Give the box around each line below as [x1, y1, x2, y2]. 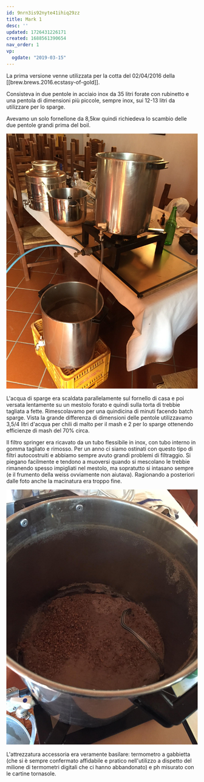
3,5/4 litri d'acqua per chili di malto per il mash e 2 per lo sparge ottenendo [6, 420, 194, 427]
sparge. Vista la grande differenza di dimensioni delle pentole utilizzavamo [6, 413, 192, 421]
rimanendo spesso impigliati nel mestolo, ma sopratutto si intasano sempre [6, 464, 194, 472]
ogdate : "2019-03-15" [12, 55, 67, 61]
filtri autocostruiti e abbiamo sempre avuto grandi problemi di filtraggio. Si [6, 451, 191, 458]
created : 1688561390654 [6, 35, 67, 42]
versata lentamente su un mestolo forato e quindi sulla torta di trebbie [6, 401, 180, 408]
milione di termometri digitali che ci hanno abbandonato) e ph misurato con [6, 763, 194, 770]
